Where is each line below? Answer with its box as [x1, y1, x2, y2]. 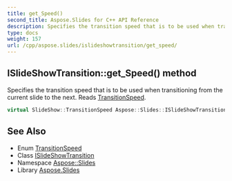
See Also [7, 125, 46, 138]
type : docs [7, 29, 39, 36]
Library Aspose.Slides [17, 166, 80, 174]
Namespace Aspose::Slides [17, 158, 96, 167]
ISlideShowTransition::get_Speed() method [7, 67, 197, 79]
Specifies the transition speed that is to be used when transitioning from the [7, 85, 223, 94]
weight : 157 [7, 36, 41, 43]
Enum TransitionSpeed [17, 144, 82, 152]
